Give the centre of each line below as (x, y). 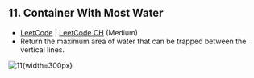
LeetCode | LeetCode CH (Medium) (79, 32)
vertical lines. (42, 49)
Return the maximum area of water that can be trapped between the (133, 41)
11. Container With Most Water (86, 13)
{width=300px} (48, 65)
